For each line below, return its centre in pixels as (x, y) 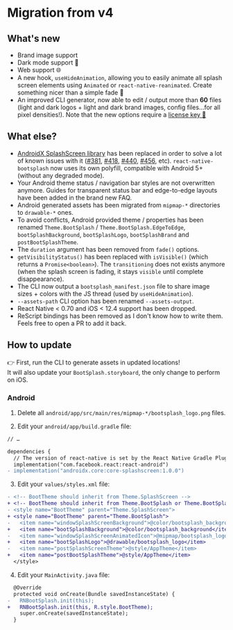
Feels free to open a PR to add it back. (72, 323)
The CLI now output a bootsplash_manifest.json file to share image (113, 286)
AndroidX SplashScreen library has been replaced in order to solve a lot (120, 153)
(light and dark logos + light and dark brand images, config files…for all (119, 107)
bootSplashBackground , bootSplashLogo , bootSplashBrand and (103, 234)
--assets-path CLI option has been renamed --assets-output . (105, 301)
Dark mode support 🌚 (48, 63)
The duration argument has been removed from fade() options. (108, 249)
